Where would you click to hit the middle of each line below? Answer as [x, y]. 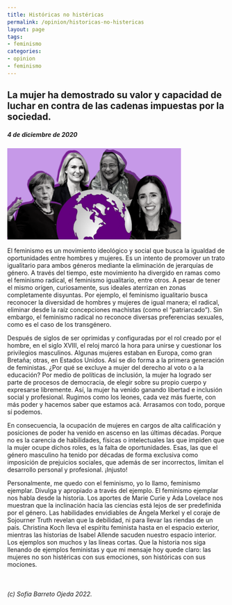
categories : [24, 51]
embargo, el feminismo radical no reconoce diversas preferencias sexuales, [116, 317]
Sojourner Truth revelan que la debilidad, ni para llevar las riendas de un [110, 520]
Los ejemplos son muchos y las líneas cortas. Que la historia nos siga [107, 542]
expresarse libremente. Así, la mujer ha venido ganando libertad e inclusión [115, 390]
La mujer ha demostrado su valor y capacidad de [115, 95]
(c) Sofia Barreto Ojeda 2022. [50, 594]
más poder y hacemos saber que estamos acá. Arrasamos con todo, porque [116, 405]
